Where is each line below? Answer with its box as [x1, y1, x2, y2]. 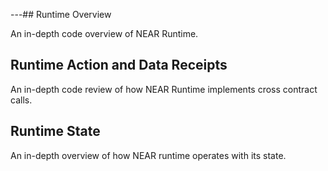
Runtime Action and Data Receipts [10, 57, 228, 74]
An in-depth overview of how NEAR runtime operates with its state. [10, 149, 287, 161]
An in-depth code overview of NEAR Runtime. [10, 28, 199, 39]
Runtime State [10, 123, 101, 140]
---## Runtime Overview [10, 9, 112, 20]
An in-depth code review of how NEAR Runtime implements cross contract [10, 83, 318, 95]
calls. [10, 94, 33, 106]
